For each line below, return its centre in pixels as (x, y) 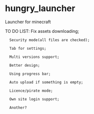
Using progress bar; (30, 74)
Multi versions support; (34, 57)
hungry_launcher (40, 8)
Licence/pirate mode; (31, 91)
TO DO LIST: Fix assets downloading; (42, 31)
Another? (18, 107)
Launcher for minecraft (28, 22)
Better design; (25, 65)
